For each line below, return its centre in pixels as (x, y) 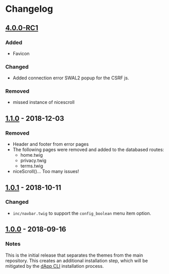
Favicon (21, 53)
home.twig (31, 155)
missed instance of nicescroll (44, 102)
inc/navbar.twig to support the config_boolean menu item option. (82, 213)
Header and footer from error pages (51, 144)
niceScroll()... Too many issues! (46, 172)
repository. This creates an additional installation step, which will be (77, 260)
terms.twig (32, 166)
